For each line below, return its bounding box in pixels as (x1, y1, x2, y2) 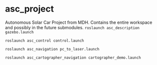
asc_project (5, 3, 54, 15)
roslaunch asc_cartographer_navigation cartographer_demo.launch (5, 55, 141, 60)
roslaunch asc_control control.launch (5, 38, 84, 43)
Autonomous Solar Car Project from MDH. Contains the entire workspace (5, 19, 153, 25)
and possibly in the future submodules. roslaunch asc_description (5, 24, 140, 30)
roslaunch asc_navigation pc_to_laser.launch (5, 47, 99, 51)
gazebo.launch (5, 30, 34, 34)
